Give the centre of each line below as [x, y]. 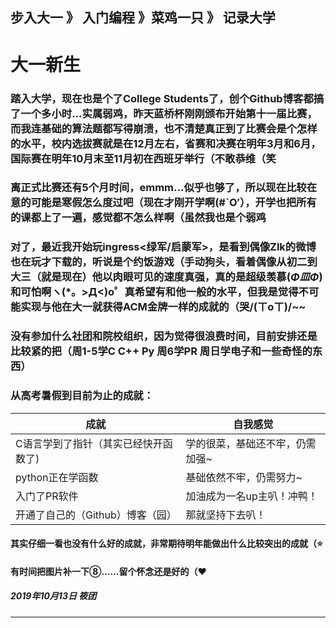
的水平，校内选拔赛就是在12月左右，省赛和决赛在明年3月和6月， [166, 143]
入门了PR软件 [47, 496]
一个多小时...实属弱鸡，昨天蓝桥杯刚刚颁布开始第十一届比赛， [169, 113]
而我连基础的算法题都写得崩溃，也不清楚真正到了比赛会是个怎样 [164, 128]
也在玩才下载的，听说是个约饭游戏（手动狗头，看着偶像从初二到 [164, 262]
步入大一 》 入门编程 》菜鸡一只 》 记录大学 [143, 18]
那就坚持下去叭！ [226, 515]
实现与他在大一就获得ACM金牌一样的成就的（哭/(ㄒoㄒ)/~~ [163, 307]
